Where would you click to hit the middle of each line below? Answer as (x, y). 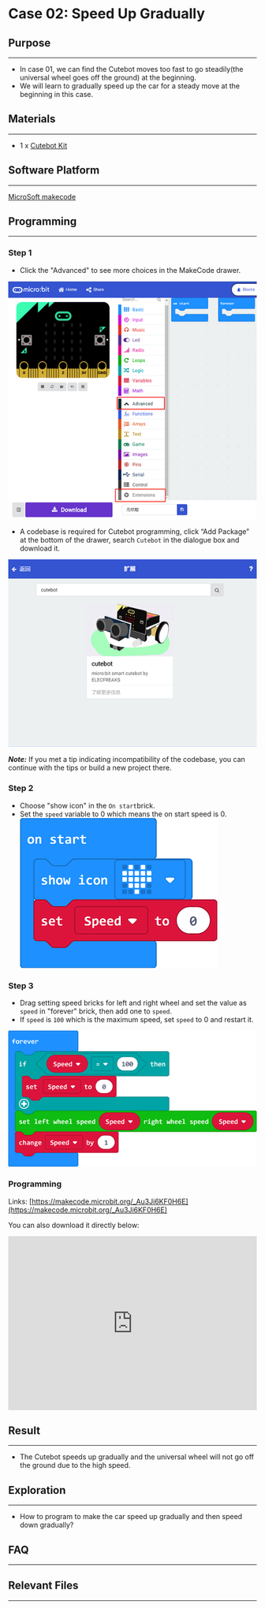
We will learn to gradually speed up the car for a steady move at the (130, 86)
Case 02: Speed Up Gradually (106, 14)
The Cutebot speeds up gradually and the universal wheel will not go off (137, 1457)
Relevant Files (43, 1586)
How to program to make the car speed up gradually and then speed (131, 1517)
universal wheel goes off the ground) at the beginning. (108, 77)
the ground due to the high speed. (75, 1465)
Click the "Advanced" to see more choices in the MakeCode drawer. (130, 270)
